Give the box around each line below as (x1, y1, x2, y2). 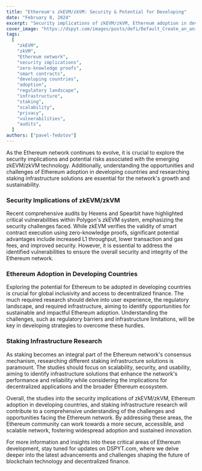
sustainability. (6, 181, 40, 188)
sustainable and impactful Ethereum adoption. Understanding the (6, 309, 168, 316)
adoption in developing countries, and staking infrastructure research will (6, 401, 188, 408)
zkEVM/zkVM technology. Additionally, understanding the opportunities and (6, 161, 194, 169)
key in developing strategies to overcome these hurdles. (6, 322, 145, 329)
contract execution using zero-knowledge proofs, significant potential (6, 229, 179, 236)
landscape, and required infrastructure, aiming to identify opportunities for (6, 303, 191, 310)
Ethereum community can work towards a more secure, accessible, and (6, 420, 184, 428)
